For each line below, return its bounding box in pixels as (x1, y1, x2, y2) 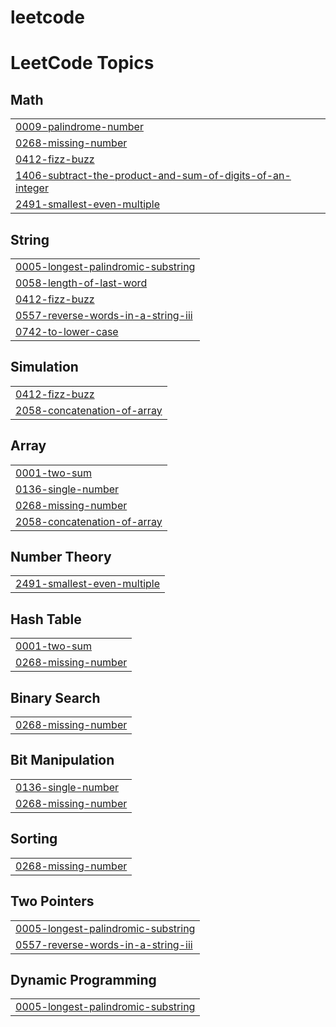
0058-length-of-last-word (15, 276, 148, 290)
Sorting (10, 831, 58, 848)
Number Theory (10, 549, 112, 566)
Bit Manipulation (10, 752, 115, 769)
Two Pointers (10, 893, 95, 910)
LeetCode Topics (10, 52, 155, 75)
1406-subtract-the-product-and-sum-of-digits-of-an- (15, 169, 292, 183)
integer (15, 181, 49, 195)
